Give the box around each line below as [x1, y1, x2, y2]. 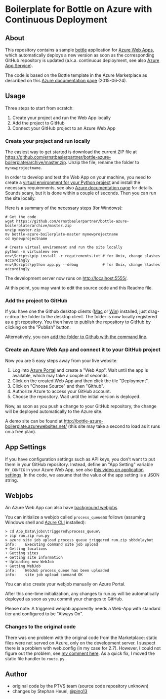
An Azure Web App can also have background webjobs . [5, 505, 119, 511]
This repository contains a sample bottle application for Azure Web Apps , [5, 47, 154, 53]
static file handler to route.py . [5, 655, 66, 661]
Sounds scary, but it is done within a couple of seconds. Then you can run [5, 190, 157, 196]
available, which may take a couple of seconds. [12, 372, 109, 378]
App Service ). [5, 63, 33, 68]
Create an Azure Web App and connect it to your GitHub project [5, 346, 161, 353]
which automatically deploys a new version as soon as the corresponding [5, 52, 155, 58]
